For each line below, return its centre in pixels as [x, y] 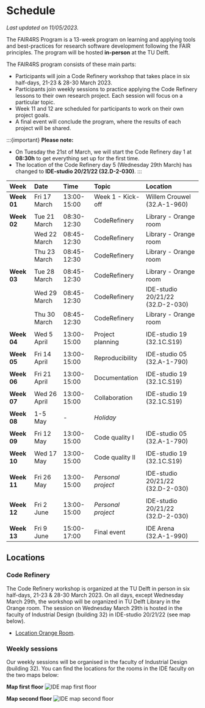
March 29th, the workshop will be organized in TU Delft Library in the [93, 601]
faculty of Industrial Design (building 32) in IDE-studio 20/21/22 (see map [99, 614]
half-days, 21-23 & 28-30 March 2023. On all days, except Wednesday [95, 595]
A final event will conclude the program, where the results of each [98, 121]
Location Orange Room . [45, 633]
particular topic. [35, 102]
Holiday [105, 418]
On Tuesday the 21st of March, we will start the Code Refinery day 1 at [103, 152]
